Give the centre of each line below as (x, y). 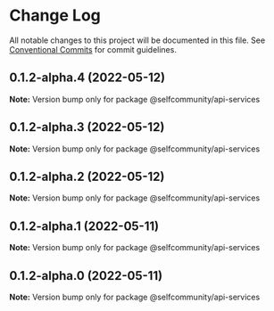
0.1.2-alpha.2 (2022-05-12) (87, 176)
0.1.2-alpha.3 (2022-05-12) (87, 127)
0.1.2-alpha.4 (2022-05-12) (87, 78)
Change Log (55, 16)
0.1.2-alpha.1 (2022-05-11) (84, 226)
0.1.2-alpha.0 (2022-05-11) (86, 276)
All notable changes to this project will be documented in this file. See (137, 40)
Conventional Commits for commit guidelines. (93, 49)
